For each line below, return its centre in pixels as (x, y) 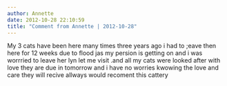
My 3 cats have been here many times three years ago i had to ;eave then (112, 46)
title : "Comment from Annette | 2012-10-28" (72, 26)
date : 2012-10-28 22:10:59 (46, 20)
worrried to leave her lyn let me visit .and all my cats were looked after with (114, 61)
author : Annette (30, 13)
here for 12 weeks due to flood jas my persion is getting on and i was (105, 53)
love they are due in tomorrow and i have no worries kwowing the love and (113, 68)
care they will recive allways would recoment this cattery (88, 75)
